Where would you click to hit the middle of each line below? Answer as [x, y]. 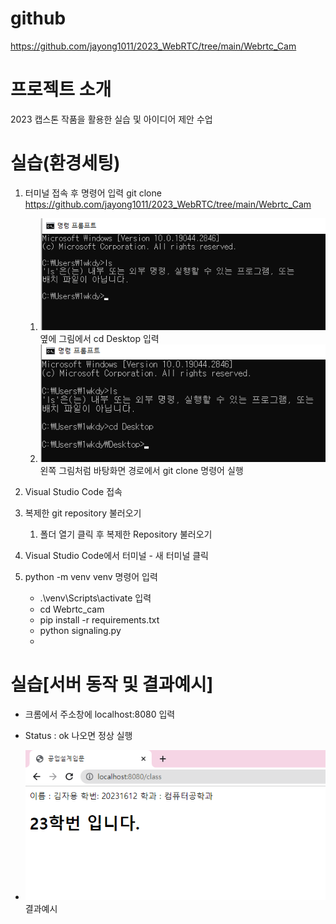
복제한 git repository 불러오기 [83, 513]
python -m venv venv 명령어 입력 [91, 577]
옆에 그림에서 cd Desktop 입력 [99, 338]
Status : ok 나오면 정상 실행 [78, 736]
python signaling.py [80, 631]
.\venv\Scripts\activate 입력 [95, 598]
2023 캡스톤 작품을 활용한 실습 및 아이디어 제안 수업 [111, 119]
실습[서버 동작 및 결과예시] [112, 684]
